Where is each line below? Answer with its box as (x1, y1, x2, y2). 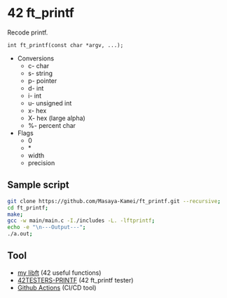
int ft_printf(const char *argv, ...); (7, 41, 124, 48)
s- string (27, 69, 53, 77)
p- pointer (27, 76, 57, 85)
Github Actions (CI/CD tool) (17, 283, 97, 292)
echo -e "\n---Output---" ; (7, 223, 86, 231)
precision (27, 158, 55, 167)
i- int (27, 91, 42, 100)
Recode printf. (7, 28, 48, 37)
